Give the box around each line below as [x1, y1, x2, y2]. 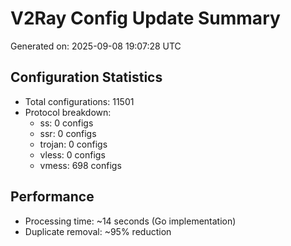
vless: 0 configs [39, 148, 106, 161]
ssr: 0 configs [39, 127, 97, 139]
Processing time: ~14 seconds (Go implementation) [24, 215, 237, 227]
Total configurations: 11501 [24, 95, 135, 107]
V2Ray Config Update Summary [10, 7, 281, 30]
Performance [10, 188, 95, 206]
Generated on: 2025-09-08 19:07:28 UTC [10, 40, 182, 52]
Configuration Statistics [10, 69, 163, 86]
